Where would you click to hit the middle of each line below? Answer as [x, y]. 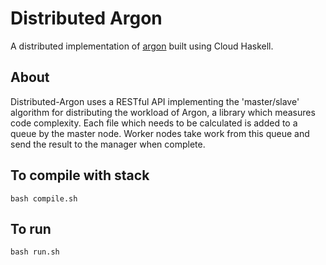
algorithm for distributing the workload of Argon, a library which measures [163, 112]
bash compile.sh [44, 198]
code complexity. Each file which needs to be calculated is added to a [154, 123]
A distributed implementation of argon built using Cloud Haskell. [142, 46]
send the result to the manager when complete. [108, 144]
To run [31, 228]
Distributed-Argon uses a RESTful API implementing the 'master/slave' [155, 101]
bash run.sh [35, 252]
